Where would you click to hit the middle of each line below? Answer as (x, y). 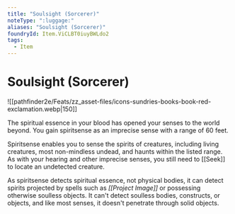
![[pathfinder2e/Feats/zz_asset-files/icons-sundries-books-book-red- (109, 101)
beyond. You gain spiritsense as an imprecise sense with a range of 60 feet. (118, 130)
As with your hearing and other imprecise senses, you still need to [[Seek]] (116, 159)
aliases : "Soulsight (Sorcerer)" (57, 27)
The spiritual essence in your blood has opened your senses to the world (114, 123)
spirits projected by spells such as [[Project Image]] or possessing (104, 188)
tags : (15, 40)
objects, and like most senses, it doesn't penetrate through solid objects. (113, 203)
